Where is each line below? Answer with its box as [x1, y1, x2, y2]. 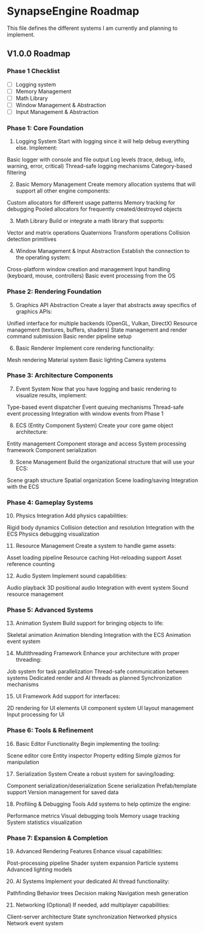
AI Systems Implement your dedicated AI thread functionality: [15, 878, 169, 885]
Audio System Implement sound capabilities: [15, 572, 127, 580]
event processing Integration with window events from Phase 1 [7, 410, 164, 417]
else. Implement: [15, 144, 58, 152]
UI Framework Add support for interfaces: [15, 693, 121, 700]
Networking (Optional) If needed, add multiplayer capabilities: [15, 901, 170, 909]
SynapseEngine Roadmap [7, 4, 140, 18]
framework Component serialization [7, 446, 97, 453]
